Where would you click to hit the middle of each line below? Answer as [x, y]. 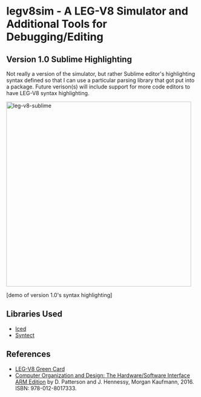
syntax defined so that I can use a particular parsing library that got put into [100, 80]
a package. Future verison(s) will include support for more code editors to [98, 87]
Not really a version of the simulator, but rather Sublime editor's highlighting [101, 74]
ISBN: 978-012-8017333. [46, 388]
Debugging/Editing [55, 37]
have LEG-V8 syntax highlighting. [48, 93]
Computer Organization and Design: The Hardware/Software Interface [103, 375]
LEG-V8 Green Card [40, 369]
